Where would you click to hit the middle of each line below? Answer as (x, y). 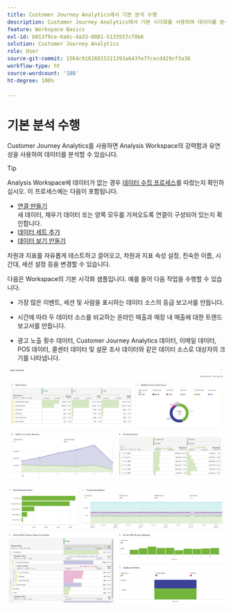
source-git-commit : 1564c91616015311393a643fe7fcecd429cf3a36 (99, 59)
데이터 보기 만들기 (41, 241)
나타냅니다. (45, 358)
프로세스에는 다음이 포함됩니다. (76, 192)
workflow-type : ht (34, 66)
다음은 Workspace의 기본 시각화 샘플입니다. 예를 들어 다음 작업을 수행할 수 (108, 279)
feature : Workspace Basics (46, 29)
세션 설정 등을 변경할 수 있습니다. (66, 265)
